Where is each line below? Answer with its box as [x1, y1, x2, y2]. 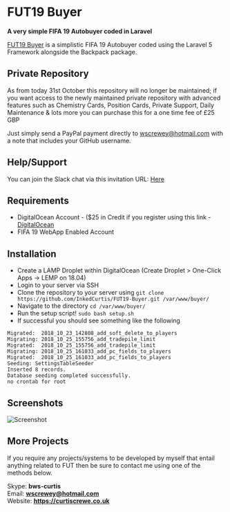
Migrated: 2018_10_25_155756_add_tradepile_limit [7, 342, 156, 349]
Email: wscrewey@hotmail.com [7, 489, 99, 497]
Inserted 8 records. [7, 366, 67, 374]
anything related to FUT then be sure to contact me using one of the [7, 461, 201, 469]
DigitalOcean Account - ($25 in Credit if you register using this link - [17, 213, 211, 221]
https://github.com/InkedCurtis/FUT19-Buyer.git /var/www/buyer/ [17, 295, 209, 303]
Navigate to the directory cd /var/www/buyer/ [17, 302, 146, 310]
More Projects [7, 435, 69, 447]
